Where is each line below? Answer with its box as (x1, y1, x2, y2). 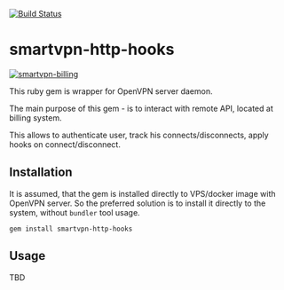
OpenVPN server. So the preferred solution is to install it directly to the (9, 198, 266, 208)
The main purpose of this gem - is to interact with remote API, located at (9, 103, 273, 114)
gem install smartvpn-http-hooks (9, 224, 133, 233)
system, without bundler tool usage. (9, 207, 140, 217)
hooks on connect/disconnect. (9, 138, 122, 150)
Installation (9, 165, 73, 180)
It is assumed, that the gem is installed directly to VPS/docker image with (9, 188, 276, 199)
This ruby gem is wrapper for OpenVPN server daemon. (9, 85, 213, 97)
